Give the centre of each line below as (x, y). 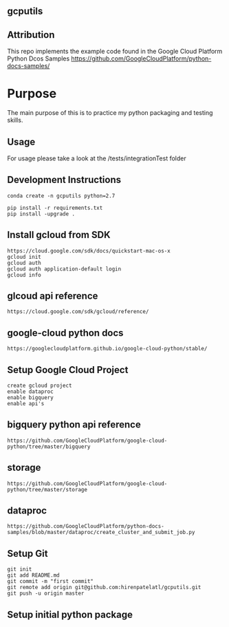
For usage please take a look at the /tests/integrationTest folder (97, 158)
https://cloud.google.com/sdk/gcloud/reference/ (78, 312)
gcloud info (24, 275)
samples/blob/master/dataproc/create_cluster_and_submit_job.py (101, 533)
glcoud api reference (53, 296)
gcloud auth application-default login (64, 269)
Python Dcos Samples (39, 59)
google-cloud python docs (65, 333)
